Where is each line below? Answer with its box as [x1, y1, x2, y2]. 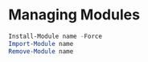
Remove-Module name [8, 47, 74, 56]
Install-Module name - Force [8, 32, 103, 40]
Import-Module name [8, 39, 74, 48]
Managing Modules [8, 6, 141, 24]
